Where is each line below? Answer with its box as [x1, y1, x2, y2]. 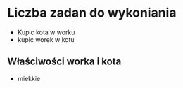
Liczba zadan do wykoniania [7, 5, 177, 21]
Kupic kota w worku [17, 28, 75, 36]
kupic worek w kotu [17, 35, 75, 43]
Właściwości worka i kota [7, 56, 122, 68]
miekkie [17, 74, 41, 82]
